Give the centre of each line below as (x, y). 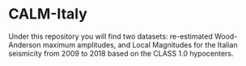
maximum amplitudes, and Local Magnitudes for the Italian (140, 44)
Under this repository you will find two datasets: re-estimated (110, 36)
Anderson (25, 44)
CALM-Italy (48, 14)
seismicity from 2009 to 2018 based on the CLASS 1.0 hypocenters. (121, 53)
